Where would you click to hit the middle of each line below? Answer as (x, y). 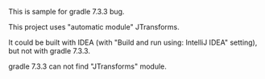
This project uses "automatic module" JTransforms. (94, 27)
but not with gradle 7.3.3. (50, 51)
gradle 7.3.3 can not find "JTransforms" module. (88, 66)
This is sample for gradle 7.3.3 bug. (66, 12)
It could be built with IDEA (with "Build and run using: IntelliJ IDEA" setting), (133, 42)
